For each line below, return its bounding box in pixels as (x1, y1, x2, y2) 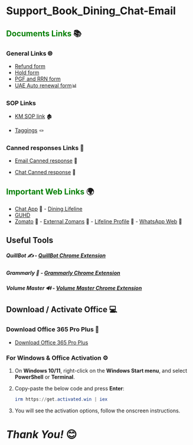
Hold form (14, 69, 40, 76)
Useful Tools (6, 235, 54, 245)
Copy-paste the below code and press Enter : (14, 385, 125, 392)
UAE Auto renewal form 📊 (14, 82, 77, 89)
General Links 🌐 (6, 49, 53, 57)
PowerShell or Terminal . (14, 373, 75, 380)
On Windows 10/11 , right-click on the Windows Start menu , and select (14, 367, 188, 374)
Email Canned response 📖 (14, 157, 78, 164)
